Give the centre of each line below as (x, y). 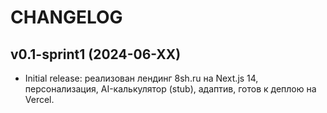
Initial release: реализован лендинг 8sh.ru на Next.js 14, (141, 78)
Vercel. (39, 99)
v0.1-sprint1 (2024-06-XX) (96, 54)
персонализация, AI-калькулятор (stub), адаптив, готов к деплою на (170, 89)
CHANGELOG (66, 17)
